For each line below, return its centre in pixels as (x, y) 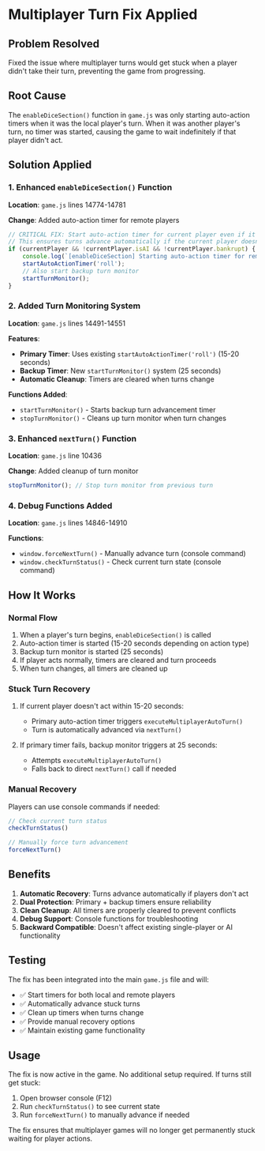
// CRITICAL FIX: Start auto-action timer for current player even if (127, 235)
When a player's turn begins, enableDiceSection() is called (115, 634)
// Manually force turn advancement (68, 843)
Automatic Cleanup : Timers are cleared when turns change (117, 379)
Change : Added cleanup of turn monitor (73, 471)
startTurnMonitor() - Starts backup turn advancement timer (118, 409)
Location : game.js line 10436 (55, 456)
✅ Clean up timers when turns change (82, 1012)
